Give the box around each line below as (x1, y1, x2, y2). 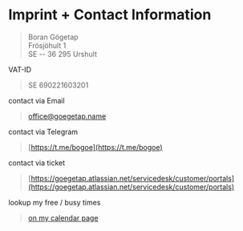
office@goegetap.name (27, 111, 107, 121)
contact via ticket (8, 158, 66, 168)
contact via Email (8, 95, 66, 105)
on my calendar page (27, 213, 99, 222)
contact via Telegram (8, 127, 79, 136)
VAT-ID (8, 64, 32, 74)
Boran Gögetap (27, 32, 79, 42)
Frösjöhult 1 (27, 40, 67, 50)
